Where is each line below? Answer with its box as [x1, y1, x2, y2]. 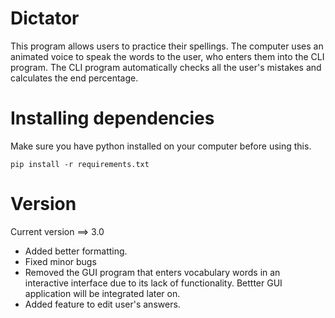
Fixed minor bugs [24, 255, 97, 267]
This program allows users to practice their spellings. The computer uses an [10, 40, 324, 52]
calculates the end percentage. [10, 72, 139, 84]
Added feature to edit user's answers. [24, 298, 181, 310]
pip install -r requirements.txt [10, 159, 150, 169]
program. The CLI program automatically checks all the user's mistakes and [10, 61, 322, 73]
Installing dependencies [10, 107, 215, 130]
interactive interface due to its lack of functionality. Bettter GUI [24, 277, 283, 289]
